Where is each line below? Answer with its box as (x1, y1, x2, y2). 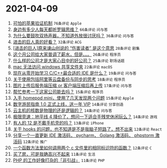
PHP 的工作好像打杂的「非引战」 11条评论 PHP (12, 157, 105, 163)
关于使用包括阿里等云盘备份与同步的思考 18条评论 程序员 (12, 76, 126, 82)
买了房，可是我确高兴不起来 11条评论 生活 (12, 151, 96, 157)
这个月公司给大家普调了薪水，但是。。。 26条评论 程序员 (12, 51, 121, 57)
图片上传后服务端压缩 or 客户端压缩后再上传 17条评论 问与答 (12, 82, 132, 88)
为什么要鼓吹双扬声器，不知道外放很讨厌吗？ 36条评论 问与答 (12, 32, 134, 38)
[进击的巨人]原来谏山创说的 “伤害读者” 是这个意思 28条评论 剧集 (12, 45, 140, 51)
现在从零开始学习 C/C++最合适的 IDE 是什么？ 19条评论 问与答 (12, 70, 137, 76)
